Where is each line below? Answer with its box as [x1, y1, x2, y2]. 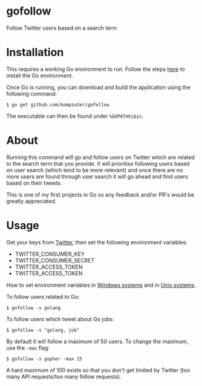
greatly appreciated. [6, 197, 57, 204]
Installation [6, 45, 64, 59]
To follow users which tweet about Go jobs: [6, 315, 114, 322]
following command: [6, 90, 57, 97]
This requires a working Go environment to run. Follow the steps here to [6, 65, 186, 73]
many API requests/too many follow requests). [6, 373, 122, 380]
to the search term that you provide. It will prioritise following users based [6, 160, 190, 167]
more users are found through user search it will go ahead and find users [6, 172, 189, 180]
